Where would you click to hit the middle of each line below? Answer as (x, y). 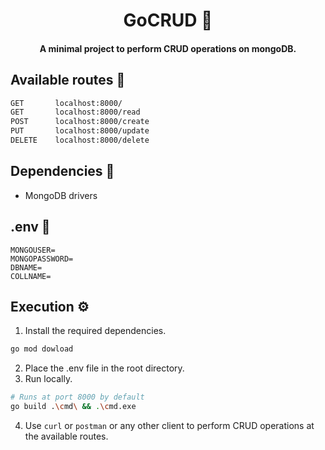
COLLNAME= (31, 276)
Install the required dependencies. (95, 331)
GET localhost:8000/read (75, 112)
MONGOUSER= (33, 250)
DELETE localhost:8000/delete (80, 140)
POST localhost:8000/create (80, 122)
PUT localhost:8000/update (80, 131)
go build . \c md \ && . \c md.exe (73, 407)
